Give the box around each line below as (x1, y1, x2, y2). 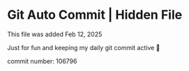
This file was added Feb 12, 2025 (7, 30, 103, 38)
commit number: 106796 (7, 56, 77, 65)
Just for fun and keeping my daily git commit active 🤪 (7, 43, 160, 52)
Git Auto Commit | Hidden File (7, 7, 183, 23)
